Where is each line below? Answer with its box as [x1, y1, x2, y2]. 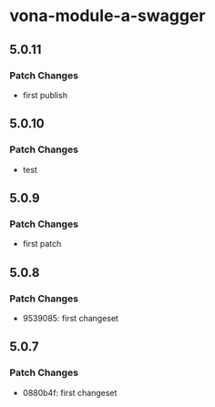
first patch [22, 239, 62, 249]
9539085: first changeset [22, 312, 118, 323]
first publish [22, 89, 68, 100]
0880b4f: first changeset [22, 387, 118, 398]
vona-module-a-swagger [9, 5, 206, 26]
